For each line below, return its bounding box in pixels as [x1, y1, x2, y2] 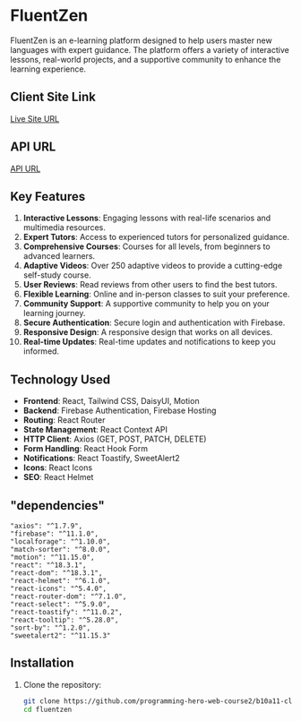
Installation [10, 656, 74, 671]
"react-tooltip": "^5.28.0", [10, 615, 119, 624]
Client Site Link [10, 90, 97, 105]
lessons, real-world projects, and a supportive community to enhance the [10, 54, 281, 64]
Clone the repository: [22, 679, 102, 690]
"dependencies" [10, 498, 106, 513]
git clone [22, 696, 61, 706]
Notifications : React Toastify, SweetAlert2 [22, 453, 180, 464]
